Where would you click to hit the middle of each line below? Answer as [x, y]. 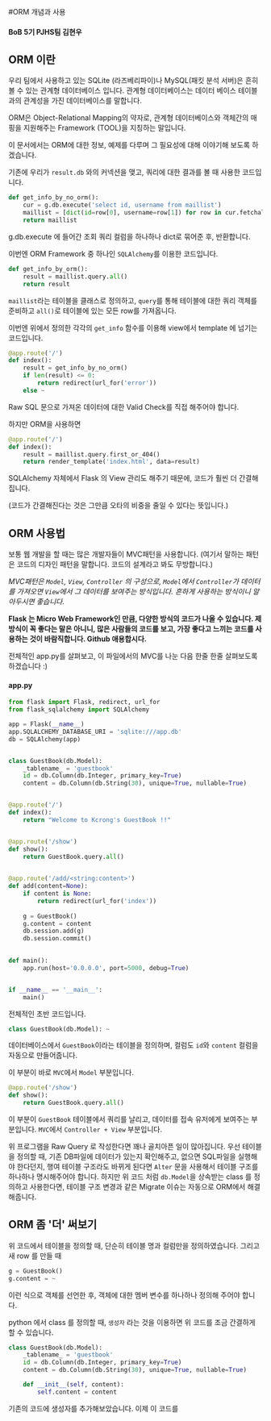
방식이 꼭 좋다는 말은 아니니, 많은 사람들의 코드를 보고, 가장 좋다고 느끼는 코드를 [131, 629]
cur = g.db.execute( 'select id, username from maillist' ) [122, 205]
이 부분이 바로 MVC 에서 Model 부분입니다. [71, 1073]
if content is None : [57, 894]
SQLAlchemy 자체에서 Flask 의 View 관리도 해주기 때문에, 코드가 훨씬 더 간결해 [133, 478]
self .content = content [77, 1392]
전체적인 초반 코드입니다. [47, 1014]
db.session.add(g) [54, 931]
